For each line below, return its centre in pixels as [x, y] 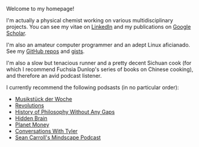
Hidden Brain [31, 118]
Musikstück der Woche [43, 99]
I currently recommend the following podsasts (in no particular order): [93, 87]
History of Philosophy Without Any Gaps [65, 112]
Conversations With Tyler [46, 131]
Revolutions [29, 105]
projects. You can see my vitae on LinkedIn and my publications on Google [99, 27]
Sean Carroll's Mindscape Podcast [58, 137]
